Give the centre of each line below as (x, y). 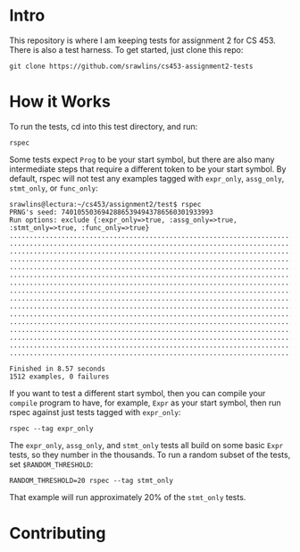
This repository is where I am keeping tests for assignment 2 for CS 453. (143, 40)
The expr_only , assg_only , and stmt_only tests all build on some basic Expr (146, 445)
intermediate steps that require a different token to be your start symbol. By (148, 169)
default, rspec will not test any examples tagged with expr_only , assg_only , (147, 178)
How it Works (60, 102)
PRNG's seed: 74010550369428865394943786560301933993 (112, 212)
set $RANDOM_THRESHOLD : (51, 464)
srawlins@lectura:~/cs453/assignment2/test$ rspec (105, 204)
